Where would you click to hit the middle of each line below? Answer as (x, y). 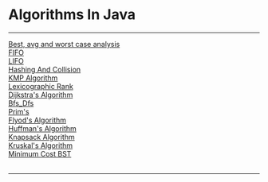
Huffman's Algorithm (43, 128)
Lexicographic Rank (41, 86)
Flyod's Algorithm (37, 120)
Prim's (19, 111)
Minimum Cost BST (40, 153)
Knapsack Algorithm (41, 137)
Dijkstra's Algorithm (41, 95)
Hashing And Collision (45, 69)
